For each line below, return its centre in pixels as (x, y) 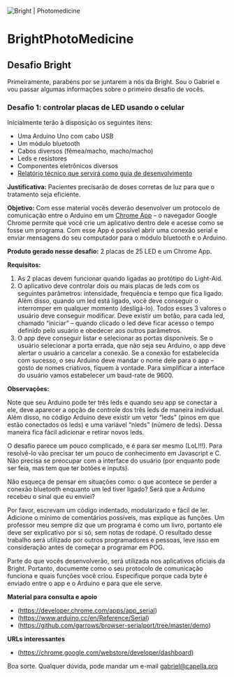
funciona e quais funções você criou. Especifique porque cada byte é (108, 576)
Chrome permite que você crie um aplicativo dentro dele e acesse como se (115, 223)
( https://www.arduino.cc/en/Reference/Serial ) (83, 618)
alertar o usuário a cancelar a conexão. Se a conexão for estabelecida (118, 353)
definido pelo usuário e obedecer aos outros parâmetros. (100, 331)
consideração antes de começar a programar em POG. (86, 547)
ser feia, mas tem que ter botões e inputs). (68, 468)
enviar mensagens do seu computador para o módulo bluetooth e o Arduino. (117, 238)
